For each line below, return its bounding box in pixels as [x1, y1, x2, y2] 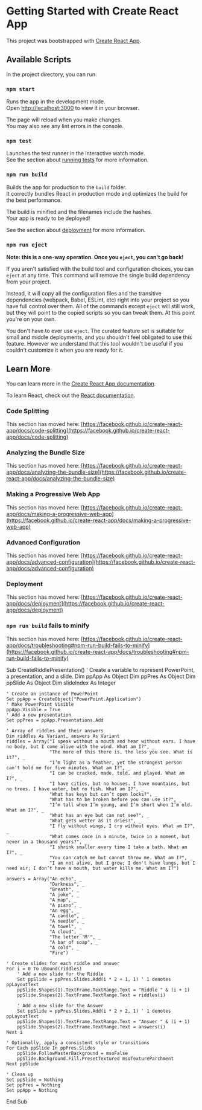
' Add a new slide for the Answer [17, 1002, 104, 1008]
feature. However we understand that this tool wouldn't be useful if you [6, 340, 183, 347]
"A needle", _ [49, 918, 85, 924]
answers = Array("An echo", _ [6, 876, 83, 882]
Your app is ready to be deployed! [6, 215, 90, 222]
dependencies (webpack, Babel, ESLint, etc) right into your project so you [6, 296, 190, 303]
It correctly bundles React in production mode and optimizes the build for [6, 190, 188, 197]
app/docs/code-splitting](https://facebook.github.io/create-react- [6, 427, 170, 434]
